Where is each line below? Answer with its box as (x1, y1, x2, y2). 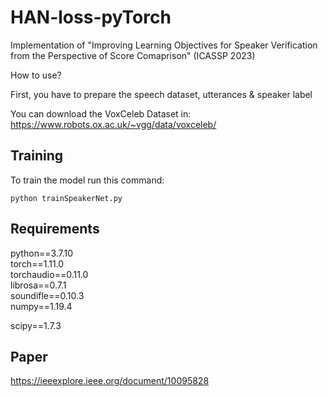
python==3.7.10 (10, 247, 74, 259)
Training (10, 147, 64, 165)
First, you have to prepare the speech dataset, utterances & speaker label (10, 88, 313, 100)
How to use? (10, 69, 62, 81)
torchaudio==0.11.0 (10, 268, 89, 280)
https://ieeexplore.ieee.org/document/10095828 (10, 375, 210, 387)
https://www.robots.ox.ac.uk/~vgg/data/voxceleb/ (10, 118, 217, 130)
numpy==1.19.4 (10, 300, 73, 312)
